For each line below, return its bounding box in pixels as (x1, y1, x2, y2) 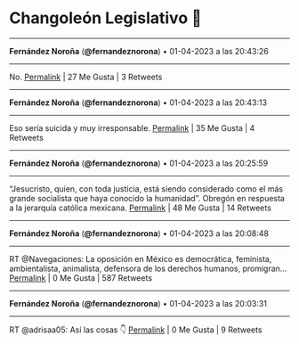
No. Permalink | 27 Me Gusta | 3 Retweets (9, 71, 163, 82)
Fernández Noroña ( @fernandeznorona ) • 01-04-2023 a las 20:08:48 (9, 227, 270, 239)
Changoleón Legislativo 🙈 (9, 8, 202, 29)
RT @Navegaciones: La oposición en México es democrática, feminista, (9, 253, 272, 264)
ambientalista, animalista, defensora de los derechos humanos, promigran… (9, 263, 287, 274)
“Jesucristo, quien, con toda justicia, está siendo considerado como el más (9, 183, 283, 194)
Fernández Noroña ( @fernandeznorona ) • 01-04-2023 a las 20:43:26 (9, 45, 269, 56)
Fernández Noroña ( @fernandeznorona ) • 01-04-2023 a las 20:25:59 (9, 158, 269, 168)
